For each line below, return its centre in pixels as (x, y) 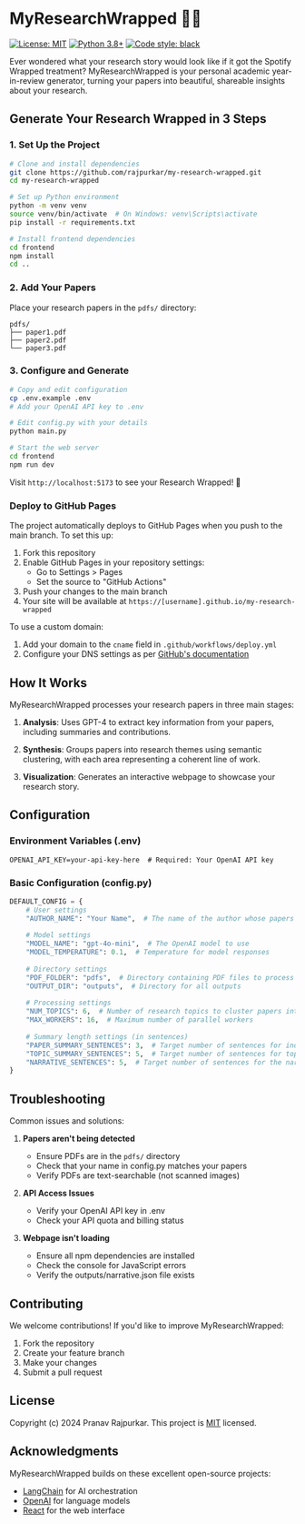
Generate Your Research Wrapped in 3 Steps (138, 119)
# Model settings (59, 935)
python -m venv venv (49, 206)
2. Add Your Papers (53, 288)
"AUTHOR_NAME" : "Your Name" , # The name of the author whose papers (160, 918)
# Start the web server (54, 448)
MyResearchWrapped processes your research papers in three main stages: (152, 704)
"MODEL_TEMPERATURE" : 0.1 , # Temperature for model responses (148, 953)
